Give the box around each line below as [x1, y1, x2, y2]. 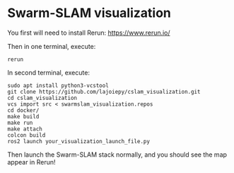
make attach [7, 125, 42, 133]
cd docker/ [7, 106, 40, 114]
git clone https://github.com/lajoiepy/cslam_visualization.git [7, 88, 201, 95]
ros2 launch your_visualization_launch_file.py [7, 138, 151, 145]
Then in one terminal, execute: [7, 42, 96, 50]
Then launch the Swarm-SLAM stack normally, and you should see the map [7, 150, 228, 159]
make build [7, 113, 40, 120]
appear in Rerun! [7, 157, 56, 166]
